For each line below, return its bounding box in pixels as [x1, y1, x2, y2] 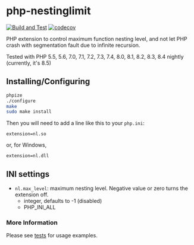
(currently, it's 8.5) [6, 59, 52, 66]
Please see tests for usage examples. [6, 232, 98, 239]
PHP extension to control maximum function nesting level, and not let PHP [6, 35, 187, 42]
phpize [6, 92, 23, 98]
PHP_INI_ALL [23, 203, 56, 211]
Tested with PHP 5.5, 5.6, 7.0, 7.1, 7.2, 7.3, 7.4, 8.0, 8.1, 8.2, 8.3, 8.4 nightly [6, 53, 184, 60]
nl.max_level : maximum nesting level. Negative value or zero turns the [14, 185, 189, 192]
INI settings [6, 169, 49, 179]
